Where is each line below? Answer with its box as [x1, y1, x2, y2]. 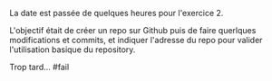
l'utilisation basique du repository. [9, 44, 136, 55]
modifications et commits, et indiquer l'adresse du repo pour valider [9, 35, 263, 45]
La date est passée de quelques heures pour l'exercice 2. [9, 8, 224, 18]
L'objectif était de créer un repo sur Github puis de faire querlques [9, 25, 257, 35]
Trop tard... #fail [9, 62, 70, 72]
